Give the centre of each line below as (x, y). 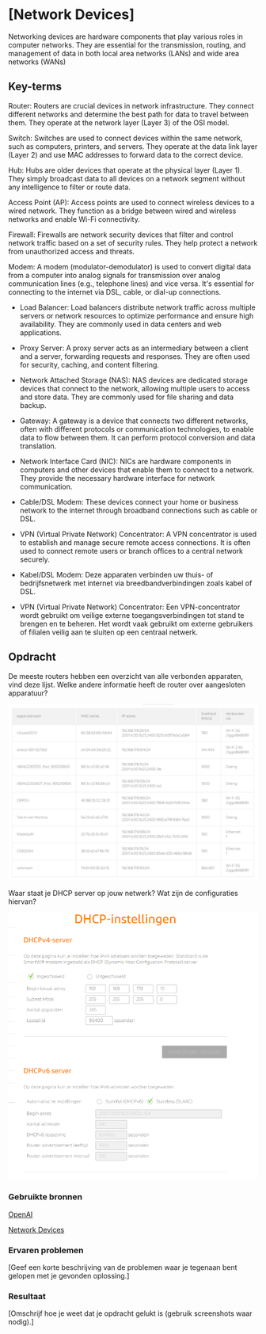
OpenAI (21, 1214)
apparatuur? (28, 693)
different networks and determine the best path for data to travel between (129, 114)
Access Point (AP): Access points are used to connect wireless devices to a (131, 202)
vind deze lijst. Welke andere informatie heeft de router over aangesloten (127, 684)
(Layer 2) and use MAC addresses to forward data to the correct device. (126, 154)
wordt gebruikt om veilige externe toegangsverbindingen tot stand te (132, 615)
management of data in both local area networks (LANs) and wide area (124, 53)
